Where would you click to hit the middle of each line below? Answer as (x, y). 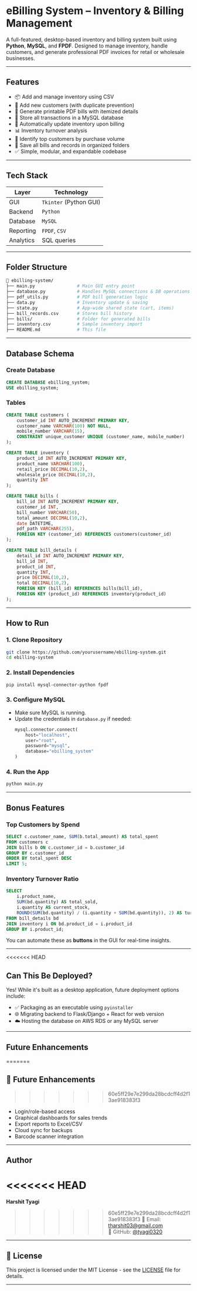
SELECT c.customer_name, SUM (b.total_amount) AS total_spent (82, 836)
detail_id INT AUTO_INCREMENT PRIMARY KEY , (71, 555)
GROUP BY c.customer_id (35, 853)
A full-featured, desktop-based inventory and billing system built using (91, 39)
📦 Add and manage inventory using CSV (64, 96)
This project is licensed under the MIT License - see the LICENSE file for (93, 1270)
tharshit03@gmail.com (135, 1226)
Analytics (22, 240)
